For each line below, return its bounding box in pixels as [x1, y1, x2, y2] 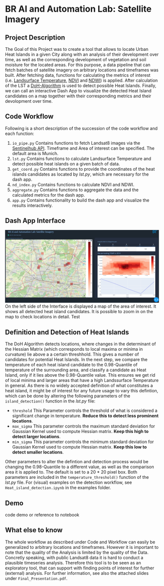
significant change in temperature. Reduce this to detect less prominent [12, 413, 159, 419]
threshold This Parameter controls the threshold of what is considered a [12, 407, 158, 414]
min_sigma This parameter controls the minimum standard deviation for [12, 439, 154, 445]
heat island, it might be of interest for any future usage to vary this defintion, [5, 388, 159, 394]
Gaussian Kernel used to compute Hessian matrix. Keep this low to [12, 444, 147, 450]
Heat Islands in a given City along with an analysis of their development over [5, 51, 159, 57]
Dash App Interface [5, 217, 66, 225]
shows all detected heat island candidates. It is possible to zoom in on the [5, 309, 153, 315]
